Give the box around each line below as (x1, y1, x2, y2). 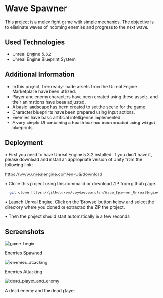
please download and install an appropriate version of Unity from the (5, 157, 143, 163)
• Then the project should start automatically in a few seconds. (5, 213, 131, 219)
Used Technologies (5, 38, 65, 47)
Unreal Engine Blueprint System (12, 56, 76, 62)
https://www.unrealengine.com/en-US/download (5, 171, 103, 177)
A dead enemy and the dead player (5, 288, 75, 294)
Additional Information (5, 70, 75, 79)
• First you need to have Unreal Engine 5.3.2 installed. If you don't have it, (5, 152, 152, 158)
